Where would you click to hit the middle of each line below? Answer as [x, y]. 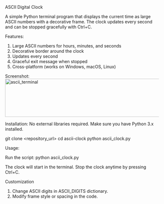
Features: [15, 36]
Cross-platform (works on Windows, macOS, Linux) [64, 67]
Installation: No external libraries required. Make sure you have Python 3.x [79, 124]
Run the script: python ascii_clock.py [42, 158]
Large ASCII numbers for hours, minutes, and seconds [67, 46]
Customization [20, 181]
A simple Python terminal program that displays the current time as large [78, 16]
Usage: [12, 148]
